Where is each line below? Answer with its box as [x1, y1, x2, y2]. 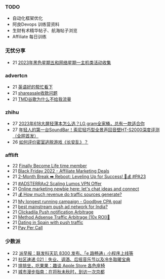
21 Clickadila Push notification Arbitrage [12, 209, 94, 215]
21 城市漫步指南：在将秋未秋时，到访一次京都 [12, 269, 105, 275]
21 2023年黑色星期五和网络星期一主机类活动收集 [12, 59, 111, 65]
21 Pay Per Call [12, 225, 43, 231]
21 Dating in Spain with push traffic [12, 219, 83, 225]
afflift [5, 152, 19, 159]
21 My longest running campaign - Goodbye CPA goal [12, 199, 122, 205]
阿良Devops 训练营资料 [12, 21, 60, 28]
